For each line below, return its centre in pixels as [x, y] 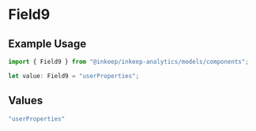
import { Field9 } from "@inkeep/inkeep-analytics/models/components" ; [128, 62]
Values [26, 101]
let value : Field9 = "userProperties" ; [74, 76]
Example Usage [47, 44]
